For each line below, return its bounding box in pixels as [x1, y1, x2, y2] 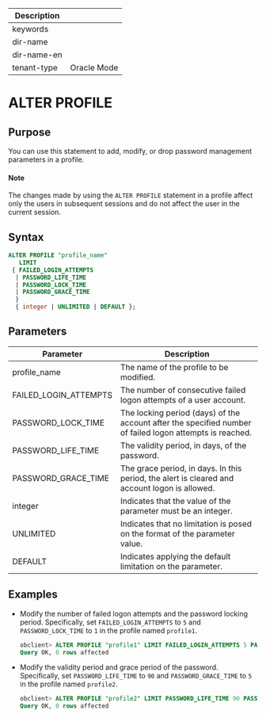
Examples [8, 588, 58, 602]
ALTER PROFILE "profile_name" [8, 251, 108, 260]
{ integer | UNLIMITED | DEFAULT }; [15, 303, 136, 311]
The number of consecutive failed [120, 384, 246, 395]
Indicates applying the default [120, 551, 231, 562]
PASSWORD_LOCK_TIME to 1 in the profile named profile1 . [19, 625, 198, 635]
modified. [120, 372, 156, 383]
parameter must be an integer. [120, 505, 234, 516]
